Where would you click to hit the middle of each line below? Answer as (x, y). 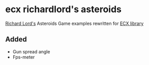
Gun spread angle (31, 51)
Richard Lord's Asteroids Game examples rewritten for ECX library (74, 23)
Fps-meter (24, 57)
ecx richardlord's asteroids (64, 9)
